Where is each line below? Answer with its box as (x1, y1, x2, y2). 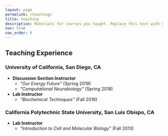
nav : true (5, 26, 26, 31)
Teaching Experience (5, 49, 73, 57)
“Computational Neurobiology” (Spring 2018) (19, 86, 113, 92)
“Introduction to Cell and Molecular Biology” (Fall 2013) (19, 125, 134, 131)
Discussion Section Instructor (12, 75, 76, 81)
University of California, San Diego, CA (5, 64, 101, 71)
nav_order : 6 (5, 30, 32, 35)
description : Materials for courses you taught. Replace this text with (5, 21, 160, 26)
